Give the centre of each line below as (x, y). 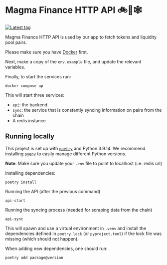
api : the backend (30, 105)
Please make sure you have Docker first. (47, 52)
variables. (15, 67)
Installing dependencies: (30, 173)
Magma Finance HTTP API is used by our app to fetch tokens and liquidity (81, 37)
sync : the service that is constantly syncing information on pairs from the (87, 110)
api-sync (14, 219)
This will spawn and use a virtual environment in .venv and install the (76, 228)
